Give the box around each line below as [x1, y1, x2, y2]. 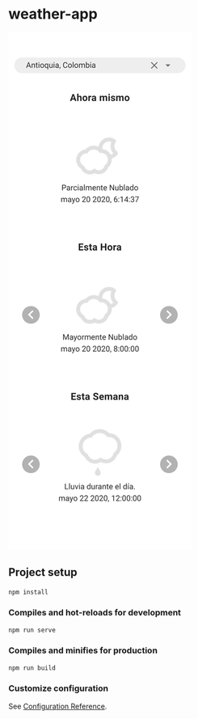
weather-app [8, 5, 99, 23]
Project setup [8, 565, 78, 579]
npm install [8, 588, 48, 596]
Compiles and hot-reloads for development [8, 607, 182, 618]
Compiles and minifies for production [8, 645, 158, 656]
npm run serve [8, 626, 57, 635]
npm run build [8, 664, 57, 672]
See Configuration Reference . [8, 701, 107, 711]
